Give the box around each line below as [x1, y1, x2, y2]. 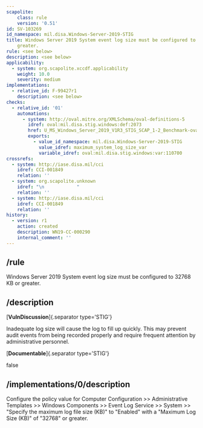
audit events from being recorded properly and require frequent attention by [6, 331, 196, 339]
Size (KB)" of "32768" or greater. [6, 415, 89, 422]
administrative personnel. [6, 338, 69, 345]
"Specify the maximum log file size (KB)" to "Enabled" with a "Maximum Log [6, 408, 196, 416]
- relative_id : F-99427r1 [11, 88, 77, 94]
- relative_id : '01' [11, 104, 63, 111]
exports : [28, 133, 50, 140]
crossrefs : [6, 155, 34, 161]
